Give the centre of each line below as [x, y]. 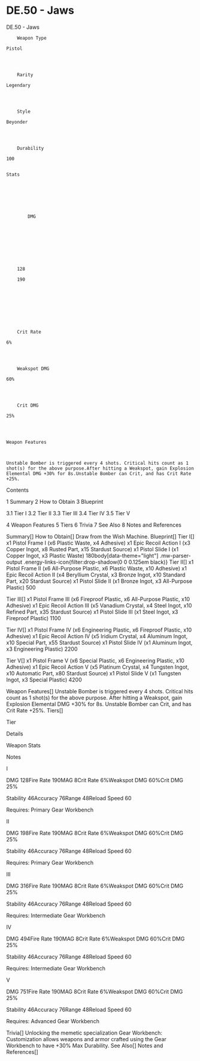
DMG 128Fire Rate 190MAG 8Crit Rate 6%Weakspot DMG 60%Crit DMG [95, 780]
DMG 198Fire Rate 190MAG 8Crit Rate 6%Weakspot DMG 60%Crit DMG [95, 833]
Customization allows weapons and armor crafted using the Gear [86, 1039]
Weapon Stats [23, 745]
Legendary [19, 85]
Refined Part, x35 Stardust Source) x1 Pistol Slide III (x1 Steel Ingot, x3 [92, 612]
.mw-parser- [175, 555]
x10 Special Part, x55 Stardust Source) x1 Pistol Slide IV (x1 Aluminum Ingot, [99, 642]
